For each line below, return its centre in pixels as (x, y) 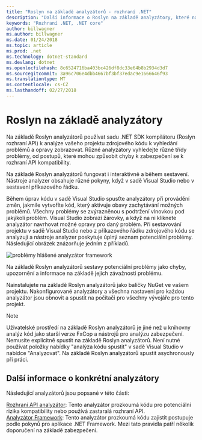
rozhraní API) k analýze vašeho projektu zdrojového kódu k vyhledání (92, 143)
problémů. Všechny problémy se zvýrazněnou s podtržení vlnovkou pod (95, 211)
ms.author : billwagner (35, 34)
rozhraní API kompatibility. (38, 162)
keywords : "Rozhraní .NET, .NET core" (55, 23)
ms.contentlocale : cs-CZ (37, 85)
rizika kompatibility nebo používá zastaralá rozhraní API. (76, 411)
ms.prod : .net (24, 51)
